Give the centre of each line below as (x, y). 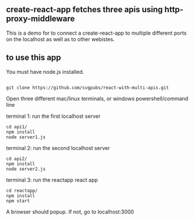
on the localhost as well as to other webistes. (60, 39)
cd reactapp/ (22, 191)
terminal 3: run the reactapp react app (52, 180)
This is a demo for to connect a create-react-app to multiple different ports (96, 33)
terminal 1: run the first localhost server (53, 116)
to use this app (34, 58)
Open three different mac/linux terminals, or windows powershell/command (97, 98)
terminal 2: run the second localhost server (58, 148)
